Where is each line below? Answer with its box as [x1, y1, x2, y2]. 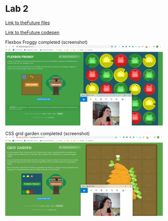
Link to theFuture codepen [5, 29, 60, 35]
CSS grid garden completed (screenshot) [5, 130, 90, 136]
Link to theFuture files [5, 20, 50, 26]
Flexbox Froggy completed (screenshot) [5, 39, 88, 45]
